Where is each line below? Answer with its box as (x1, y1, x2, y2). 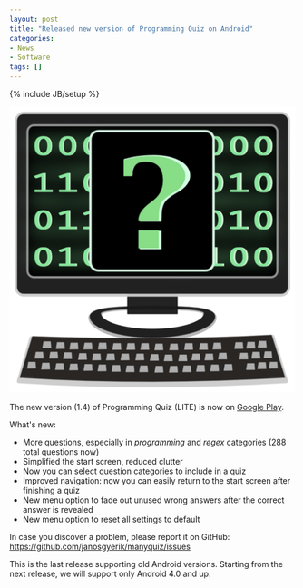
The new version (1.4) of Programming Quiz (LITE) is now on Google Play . (9, 402, 284, 412)
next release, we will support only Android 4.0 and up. (9, 568, 211, 579)
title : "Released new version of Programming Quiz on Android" (9, 24, 254, 34)
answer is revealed (22, 505, 93, 514)
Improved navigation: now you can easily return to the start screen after (22, 475, 291, 485)
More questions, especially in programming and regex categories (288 (22, 436, 287, 447)
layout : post (9, 15, 59, 24)
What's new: (9, 419, 56, 430)
